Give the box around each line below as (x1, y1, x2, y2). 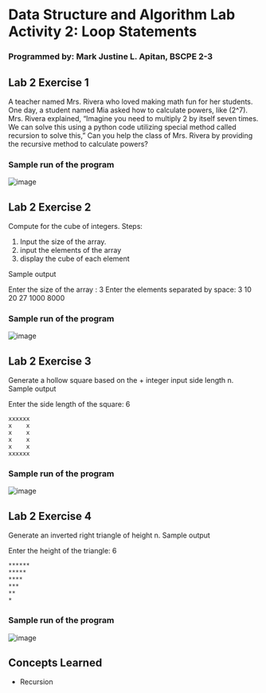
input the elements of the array (19, 246, 122, 255)
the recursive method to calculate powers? (8, 139, 149, 148)
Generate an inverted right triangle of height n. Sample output (8, 530, 211, 540)
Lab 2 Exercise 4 (8, 509, 92, 523)
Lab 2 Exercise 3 (8, 354, 92, 368)
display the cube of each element (19, 254, 130, 264)
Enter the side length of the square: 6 (8, 400, 131, 409)
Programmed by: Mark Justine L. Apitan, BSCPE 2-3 (8, 51, 213, 62)
